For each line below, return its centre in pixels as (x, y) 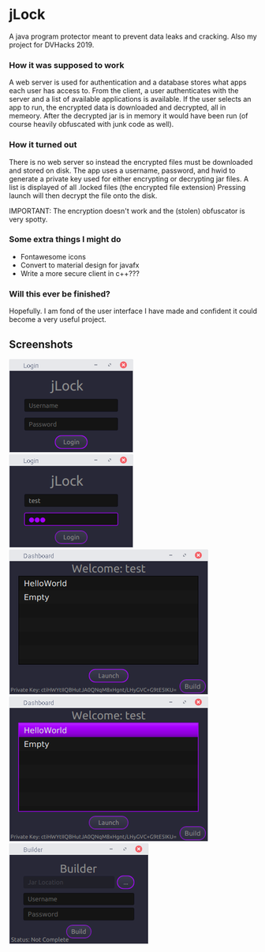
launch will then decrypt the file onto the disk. (83, 196)
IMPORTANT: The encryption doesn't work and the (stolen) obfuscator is (127, 211)
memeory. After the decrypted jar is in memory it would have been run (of (129, 116)
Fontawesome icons (53, 256)
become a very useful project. (58, 319)
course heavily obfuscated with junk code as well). (91, 125)
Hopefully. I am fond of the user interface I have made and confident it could (133, 311)
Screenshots (41, 344)
